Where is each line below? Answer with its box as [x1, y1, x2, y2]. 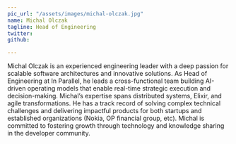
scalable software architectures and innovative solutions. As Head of [7, 70, 208, 78]
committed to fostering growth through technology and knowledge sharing [7, 122, 225, 130]
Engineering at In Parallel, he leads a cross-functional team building [7, 77, 204, 85]
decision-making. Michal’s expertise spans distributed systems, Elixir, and [7, 92, 223, 100]
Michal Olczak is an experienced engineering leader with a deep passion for [7, 62, 229, 70]
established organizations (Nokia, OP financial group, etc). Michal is [7, 114, 205, 123]
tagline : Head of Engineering [7, 23, 97, 30]
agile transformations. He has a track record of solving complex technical [7, 99, 221, 107]
